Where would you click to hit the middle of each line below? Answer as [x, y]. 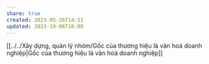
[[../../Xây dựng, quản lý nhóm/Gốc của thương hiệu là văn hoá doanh [104, 46]
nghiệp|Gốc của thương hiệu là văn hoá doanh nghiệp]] [85, 53]
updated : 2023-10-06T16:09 [45, 26]
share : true [23, 13]
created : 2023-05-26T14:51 [45, 20]
